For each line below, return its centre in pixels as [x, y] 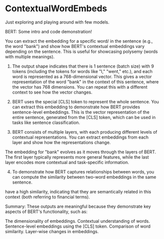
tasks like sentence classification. [46, 122]
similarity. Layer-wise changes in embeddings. [52, 231]
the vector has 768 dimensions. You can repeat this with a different [80, 87]
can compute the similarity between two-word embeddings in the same [84, 177]
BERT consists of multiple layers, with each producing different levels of [85, 132]
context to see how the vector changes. [52, 92]
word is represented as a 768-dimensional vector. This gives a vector [82, 76]
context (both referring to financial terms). [47, 197]
